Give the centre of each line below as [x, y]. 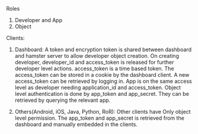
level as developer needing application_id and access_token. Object [98, 88]
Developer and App [38, 20]
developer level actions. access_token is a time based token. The [94, 68]
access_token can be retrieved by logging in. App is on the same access [103, 81]
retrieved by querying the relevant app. [63, 100]
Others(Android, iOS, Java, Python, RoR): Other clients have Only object [103, 112]
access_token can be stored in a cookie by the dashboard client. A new [102, 75]
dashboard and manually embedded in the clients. [76, 124]
